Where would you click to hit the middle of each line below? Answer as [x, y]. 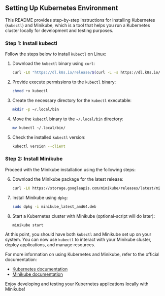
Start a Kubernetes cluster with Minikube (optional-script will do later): [83, 216]
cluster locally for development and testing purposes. [59, 30]
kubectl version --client [39, 146]
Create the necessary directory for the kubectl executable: [72, 100]
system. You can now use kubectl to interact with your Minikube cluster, [78, 240]
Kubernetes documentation [40, 269]
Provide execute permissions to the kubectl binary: [64, 82]
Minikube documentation [37, 274]
